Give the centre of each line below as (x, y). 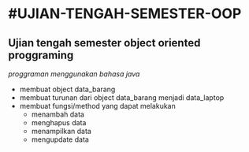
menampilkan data (61, 131)
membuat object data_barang (67, 89)
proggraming (41, 55)
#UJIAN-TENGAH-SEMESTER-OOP (125, 14)
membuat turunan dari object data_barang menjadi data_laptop (122, 98)
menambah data (58, 114)
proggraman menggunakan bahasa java (74, 74)
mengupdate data (60, 139)
